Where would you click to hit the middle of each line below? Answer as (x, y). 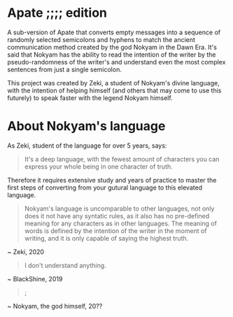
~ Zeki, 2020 (26, 252)
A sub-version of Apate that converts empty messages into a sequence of (114, 32)
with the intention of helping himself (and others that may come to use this (114, 90)
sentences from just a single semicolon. (65, 69)
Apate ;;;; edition (57, 13)
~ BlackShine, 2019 (35, 279)
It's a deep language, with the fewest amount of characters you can (122, 159)
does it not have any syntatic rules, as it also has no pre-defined (117, 216)
